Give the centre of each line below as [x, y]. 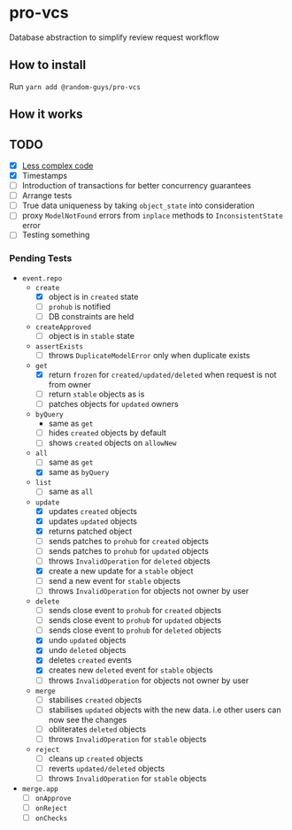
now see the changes [88, 719]
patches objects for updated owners [113, 404]
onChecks [51, 818]
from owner [69, 385]
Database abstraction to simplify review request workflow [114, 37]
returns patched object [90, 531]
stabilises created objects [95, 699]
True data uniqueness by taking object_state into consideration [138, 205]
